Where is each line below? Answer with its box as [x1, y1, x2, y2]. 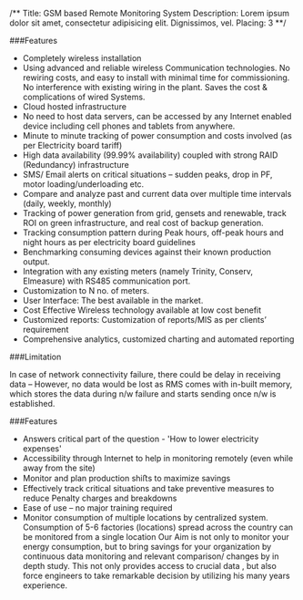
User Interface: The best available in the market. [22, 295, 204, 305]
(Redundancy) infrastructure [22, 160, 129, 170]
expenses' [22, 443, 62, 454]
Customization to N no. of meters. [22, 285, 150, 295]
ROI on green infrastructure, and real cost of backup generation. [22, 218, 264, 228]
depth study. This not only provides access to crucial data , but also [22, 561, 278, 571]
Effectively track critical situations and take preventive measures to [22, 483, 275, 493]
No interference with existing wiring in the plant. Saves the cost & [22, 82, 268, 92]
